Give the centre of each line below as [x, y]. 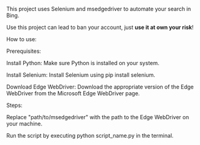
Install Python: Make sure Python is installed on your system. [83, 63]
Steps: [14, 105]
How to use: [21, 39]
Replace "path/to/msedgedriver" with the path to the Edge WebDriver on [98, 117]
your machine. [24, 123]
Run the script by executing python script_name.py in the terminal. [90, 135]
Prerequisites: [24, 51]
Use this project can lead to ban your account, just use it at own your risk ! [100, 27]
